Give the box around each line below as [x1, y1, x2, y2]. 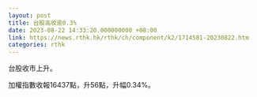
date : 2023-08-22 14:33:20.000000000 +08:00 [8, 26, 157, 34]
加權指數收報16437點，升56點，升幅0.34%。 [8, 80, 156, 90]
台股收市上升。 [8, 64, 57, 73]
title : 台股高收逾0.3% [8, 19, 77, 27]
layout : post [8, 11, 51, 20]
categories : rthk [8, 41, 66, 49]
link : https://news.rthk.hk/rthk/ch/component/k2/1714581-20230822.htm [8, 33, 249, 42]
